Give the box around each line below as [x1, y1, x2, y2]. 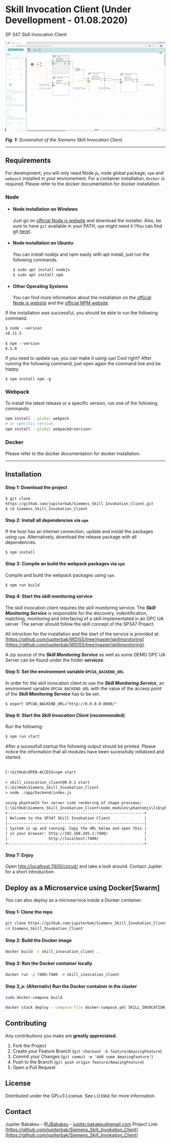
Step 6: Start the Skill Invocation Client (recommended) [5, 712, 125, 718]
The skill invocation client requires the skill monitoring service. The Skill [5, 604, 156, 611]
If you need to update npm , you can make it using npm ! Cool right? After [5, 355, 152, 361]
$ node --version [5, 326, 42, 331]
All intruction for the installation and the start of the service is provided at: [5, 631, 160, 637]
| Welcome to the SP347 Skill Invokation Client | [5, 816, 147, 821]
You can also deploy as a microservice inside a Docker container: [5, 897, 142, 903]
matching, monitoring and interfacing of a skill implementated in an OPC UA [5, 615, 164, 622]
